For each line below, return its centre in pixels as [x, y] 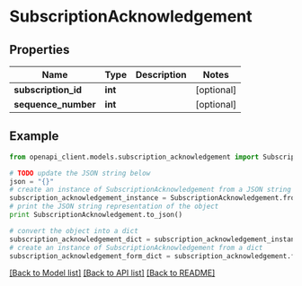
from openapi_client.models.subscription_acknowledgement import [134, 157]
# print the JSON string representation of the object [114, 207]
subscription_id [48, 90]
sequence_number [55, 104]
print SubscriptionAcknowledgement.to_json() [96, 215]
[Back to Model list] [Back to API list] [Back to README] [112, 273]
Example [34, 136]
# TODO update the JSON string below [80, 173]
